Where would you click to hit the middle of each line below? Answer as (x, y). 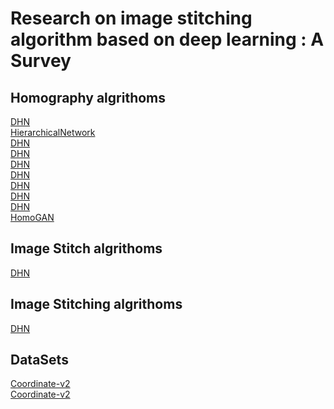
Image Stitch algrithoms (86, 248)
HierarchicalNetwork (53, 132)
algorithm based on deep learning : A (167, 39)
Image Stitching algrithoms (96, 304)
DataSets (39, 360)
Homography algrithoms (88, 97)
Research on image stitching (131, 18)
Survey (41, 61)
